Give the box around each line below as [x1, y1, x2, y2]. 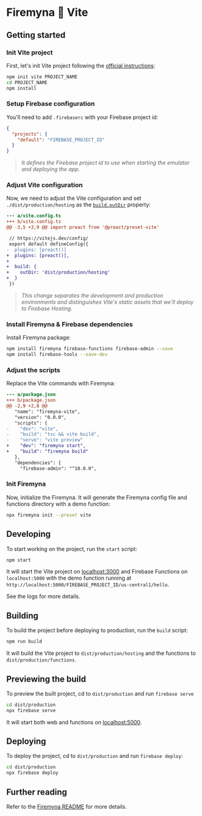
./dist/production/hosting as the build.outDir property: [6, 201, 151, 208]
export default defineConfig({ [9, 241, 88, 247]
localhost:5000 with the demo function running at [6, 574, 132, 582]
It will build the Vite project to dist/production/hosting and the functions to [6, 650, 197, 657]
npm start [6, 557, 32, 563]
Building [6, 610, 38, 621]
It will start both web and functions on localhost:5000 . [6, 718, 142, 726]
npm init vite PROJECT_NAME [6, 73, 78, 80]
